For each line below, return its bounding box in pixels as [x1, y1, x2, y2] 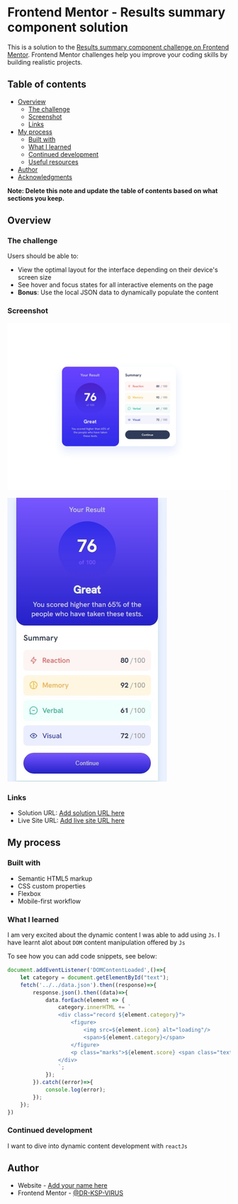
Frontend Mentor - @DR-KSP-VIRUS [17, 1188, 124, 1197]
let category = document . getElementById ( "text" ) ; [20, 973, 170, 981]
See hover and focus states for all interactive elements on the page [17, 281, 214, 289]
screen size [17, 273, 52, 282]
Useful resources [28, 158, 79, 166]
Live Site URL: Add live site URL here [17, 817, 125, 825]
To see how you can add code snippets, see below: [7, 952, 157, 961]
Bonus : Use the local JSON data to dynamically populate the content [17, 288, 219, 297]
